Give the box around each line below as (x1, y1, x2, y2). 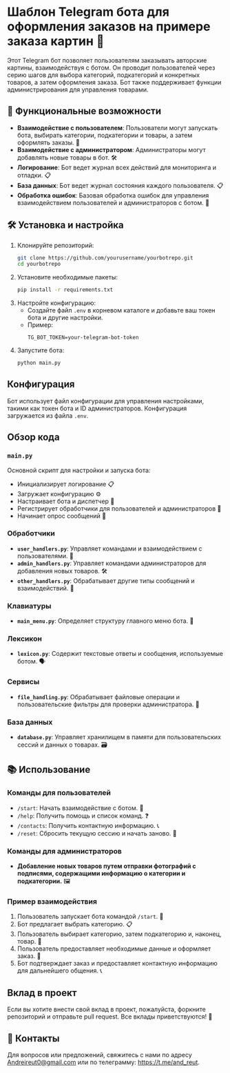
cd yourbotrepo (17, 261, 61, 268)
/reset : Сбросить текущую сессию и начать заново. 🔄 (17, 829, 177, 837)
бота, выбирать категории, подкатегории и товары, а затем (17, 131, 193, 139)
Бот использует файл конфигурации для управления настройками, (7, 396, 205, 405)
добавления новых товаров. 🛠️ (17, 566, 108, 575)
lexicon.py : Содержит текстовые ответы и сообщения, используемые (17, 650, 224, 658)
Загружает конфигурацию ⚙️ (17, 489, 102, 498)
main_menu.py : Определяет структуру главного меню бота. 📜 (17, 617, 194, 625)
